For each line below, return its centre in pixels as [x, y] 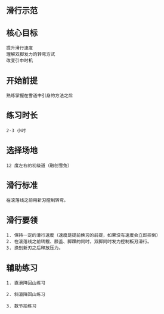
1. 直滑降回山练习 [26, 283]
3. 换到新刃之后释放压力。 [35, 248]
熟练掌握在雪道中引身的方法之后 [40, 96]
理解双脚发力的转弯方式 [31, 55]
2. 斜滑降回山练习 [26, 295]
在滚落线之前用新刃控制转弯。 [37, 200]
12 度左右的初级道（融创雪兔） [39, 166]
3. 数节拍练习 [21, 306]
